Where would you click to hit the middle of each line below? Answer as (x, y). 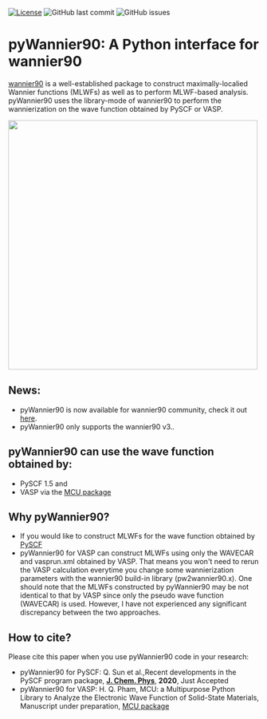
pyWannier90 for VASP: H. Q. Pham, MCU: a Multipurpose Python (127, 689)
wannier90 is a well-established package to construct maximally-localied (128, 83)
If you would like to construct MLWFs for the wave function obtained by (137, 536)
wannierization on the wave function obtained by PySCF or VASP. (116, 109)
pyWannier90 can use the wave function (111, 452)
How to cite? (40, 637)
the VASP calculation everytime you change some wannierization (126, 570)
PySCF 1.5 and (43, 484)
